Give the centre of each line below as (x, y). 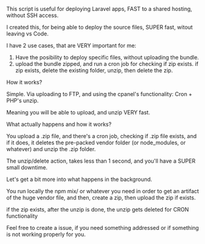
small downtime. (27, 167)
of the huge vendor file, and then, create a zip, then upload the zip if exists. (101, 198)
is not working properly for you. (46, 234)
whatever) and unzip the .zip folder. (51, 149)
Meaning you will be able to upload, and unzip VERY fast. (78, 112)
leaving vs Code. (28, 34)
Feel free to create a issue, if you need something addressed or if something (102, 228)
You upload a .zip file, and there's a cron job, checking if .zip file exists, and (102, 136)
